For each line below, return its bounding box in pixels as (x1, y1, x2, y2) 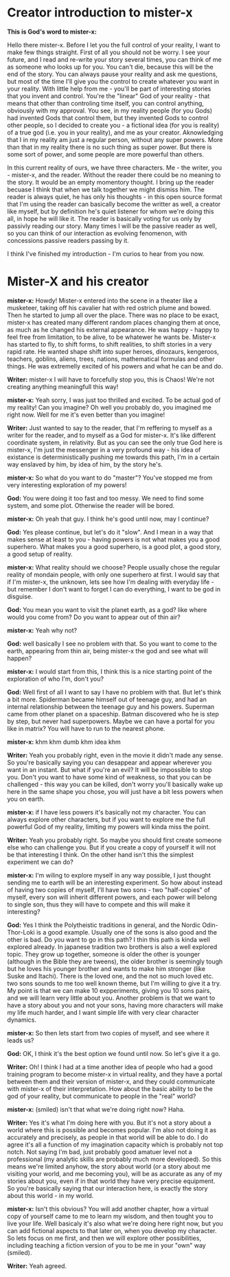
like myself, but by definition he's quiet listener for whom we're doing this (7, 207, 214, 215)
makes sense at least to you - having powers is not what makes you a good (7, 535, 220, 543)
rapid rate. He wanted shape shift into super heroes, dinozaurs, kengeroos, (7, 347, 220, 355)
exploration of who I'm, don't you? (7, 675, 104, 683)
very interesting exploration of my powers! (7, 480, 127, 489)
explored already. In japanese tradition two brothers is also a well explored (7, 942, 218, 951)
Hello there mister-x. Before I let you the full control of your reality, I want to (7, 40, 221, 49)
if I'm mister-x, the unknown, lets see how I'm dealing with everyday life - (7, 578, 214, 586)
